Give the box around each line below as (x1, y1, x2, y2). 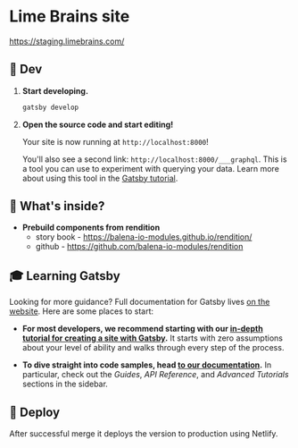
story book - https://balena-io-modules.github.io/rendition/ (35, 232, 252, 242)
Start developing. (21, 85, 89, 96)
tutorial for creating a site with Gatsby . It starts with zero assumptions (21, 333, 284, 343)
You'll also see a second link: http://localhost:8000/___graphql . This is (21, 154, 287, 165)
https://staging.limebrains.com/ (9, 36, 125, 46)
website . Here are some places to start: (9, 306, 154, 317)
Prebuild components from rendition (21, 222, 161, 233)
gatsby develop (21, 103, 79, 112)
